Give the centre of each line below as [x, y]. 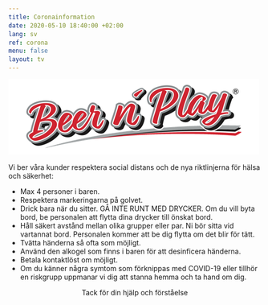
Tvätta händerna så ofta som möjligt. [81, 243]
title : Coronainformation [51, 17]
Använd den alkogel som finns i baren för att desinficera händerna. [130, 251]
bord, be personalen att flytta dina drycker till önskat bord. [116, 217]
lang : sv [23, 34]
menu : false [28, 51]
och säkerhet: [31, 176]
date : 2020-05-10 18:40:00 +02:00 [66, 25]
